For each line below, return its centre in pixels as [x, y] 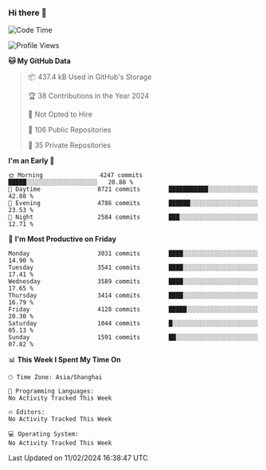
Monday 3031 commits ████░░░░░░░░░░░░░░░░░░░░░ [133, 254]
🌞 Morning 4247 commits [76, 176]
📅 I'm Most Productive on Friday [63, 239]
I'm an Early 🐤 [31, 161]
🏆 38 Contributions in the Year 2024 [88, 96]
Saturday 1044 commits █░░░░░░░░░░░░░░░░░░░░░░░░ [133, 324]
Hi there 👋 [28, 13]
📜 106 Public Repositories [69, 130]
